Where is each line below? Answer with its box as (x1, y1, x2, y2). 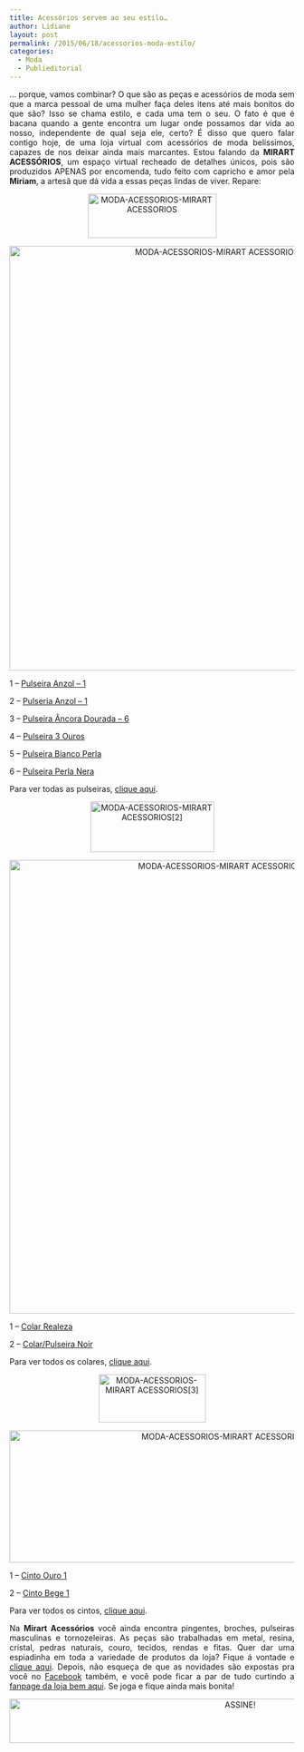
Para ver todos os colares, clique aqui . (9, 1356, 152, 1366)
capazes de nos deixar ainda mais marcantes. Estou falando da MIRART (9, 146, 295, 157)
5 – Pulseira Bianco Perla (9, 748, 102, 759)
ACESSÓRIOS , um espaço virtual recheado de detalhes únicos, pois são (9, 156, 295, 167)
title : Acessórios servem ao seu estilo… (9, 13, 168, 23)
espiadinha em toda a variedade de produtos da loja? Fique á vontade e (9, 1651, 295, 1662)
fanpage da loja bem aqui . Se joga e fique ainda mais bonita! (9, 1680, 235, 1691)
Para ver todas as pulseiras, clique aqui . (9, 783, 158, 794)
